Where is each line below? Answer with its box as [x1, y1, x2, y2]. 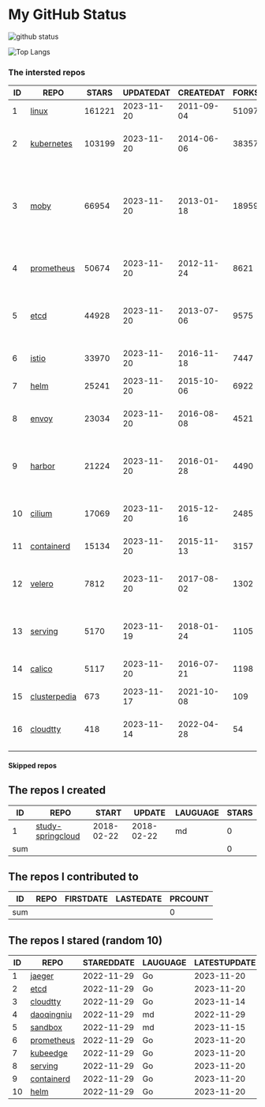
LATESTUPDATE [194, 957, 256, 969]
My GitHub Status [8, 6, 127, 24]
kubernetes [30, 138, 73, 150]
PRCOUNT [169, 893, 210, 904]
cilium [30, 508, 53, 519]
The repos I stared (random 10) [8, 934, 163, 947]
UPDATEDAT [122, 87, 171, 98]
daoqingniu [30, 1009, 73, 1020]
